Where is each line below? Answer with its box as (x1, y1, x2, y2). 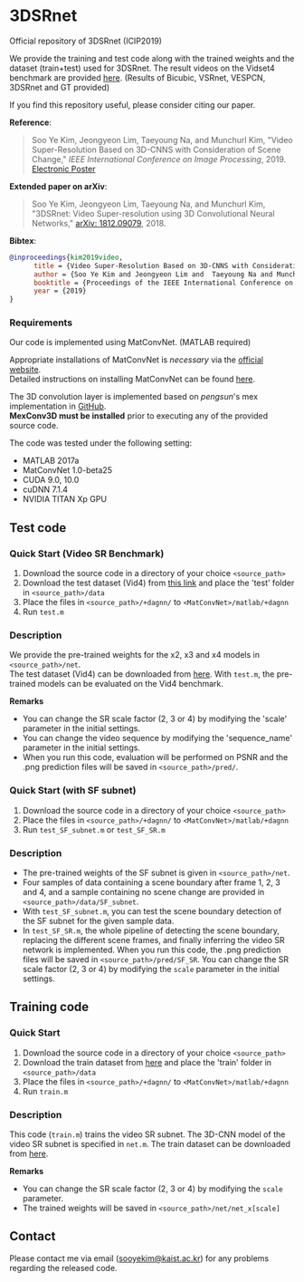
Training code (9, 999, 90, 1015)
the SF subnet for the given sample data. (22, 916, 175, 927)
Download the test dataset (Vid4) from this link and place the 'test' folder (22, 577, 295, 589)
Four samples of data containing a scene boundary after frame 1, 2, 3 (22, 877, 280, 888)
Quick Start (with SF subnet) (9, 785, 137, 797)
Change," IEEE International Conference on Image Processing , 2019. (31, 153, 287, 164)
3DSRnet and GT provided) (9, 82, 110, 92)
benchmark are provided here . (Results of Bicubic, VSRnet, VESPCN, (9, 72, 266, 82)
